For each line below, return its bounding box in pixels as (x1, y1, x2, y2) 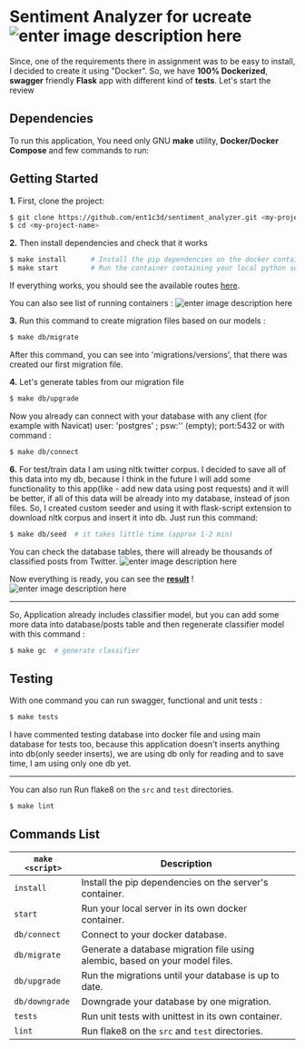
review (9, 84, 34, 95)
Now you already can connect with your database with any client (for (9, 411, 268, 421)
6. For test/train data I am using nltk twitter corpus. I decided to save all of (9, 463, 286, 474)
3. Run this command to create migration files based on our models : (9, 315, 266, 326)
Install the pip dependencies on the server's (81, 876, 269, 888)
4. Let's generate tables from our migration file (9, 376, 184, 387)
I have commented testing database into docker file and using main (9, 729, 261, 740)
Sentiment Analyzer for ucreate (9, 6, 252, 27)
